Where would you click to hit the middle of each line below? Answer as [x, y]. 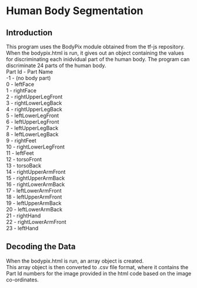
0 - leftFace [20, 84]
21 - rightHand [24, 216]
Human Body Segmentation [75, 11]
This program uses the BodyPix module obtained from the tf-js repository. [96, 47]
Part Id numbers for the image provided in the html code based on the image [99, 273]
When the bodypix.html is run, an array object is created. [75, 261]
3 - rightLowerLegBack [34, 103]
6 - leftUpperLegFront [33, 122]
